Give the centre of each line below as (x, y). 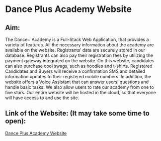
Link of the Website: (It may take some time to (78, 113)
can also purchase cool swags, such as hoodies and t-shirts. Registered (79, 66)
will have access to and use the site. (42, 98)
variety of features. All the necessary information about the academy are (80, 45)
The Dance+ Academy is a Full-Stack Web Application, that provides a (77, 39)
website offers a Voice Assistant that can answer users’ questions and (77, 82)
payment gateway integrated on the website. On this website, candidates (80, 61)
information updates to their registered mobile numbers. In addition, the (78, 76)
